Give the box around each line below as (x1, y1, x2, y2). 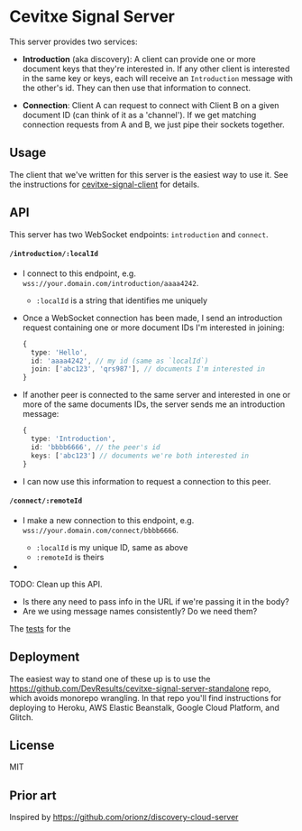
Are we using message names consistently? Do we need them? (22, 605, 258, 616)
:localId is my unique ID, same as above (35, 541, 188, 552)
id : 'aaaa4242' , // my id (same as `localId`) (31, 356, 209, 365)
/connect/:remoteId (9, 496, 83, 506)
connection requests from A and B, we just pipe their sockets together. (22, 119, 286, 130)
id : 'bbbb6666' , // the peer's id (31, 442, 160, 452)
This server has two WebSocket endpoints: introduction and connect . (9, 228, 269, 240)
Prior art (9, 788, 57, 803)
